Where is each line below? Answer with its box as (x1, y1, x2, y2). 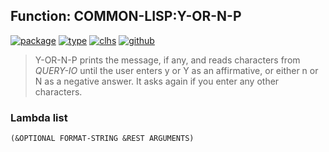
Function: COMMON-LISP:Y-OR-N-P (10, 8, 242, 25)
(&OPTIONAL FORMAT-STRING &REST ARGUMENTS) (10, 134, 195, 144)
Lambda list (10, 110, 68, 124)
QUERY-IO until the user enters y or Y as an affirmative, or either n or (34, 64, 319, 76)
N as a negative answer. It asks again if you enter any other (34, 75, 280, 87)
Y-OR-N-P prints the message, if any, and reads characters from (34, 54, 301, 66)
